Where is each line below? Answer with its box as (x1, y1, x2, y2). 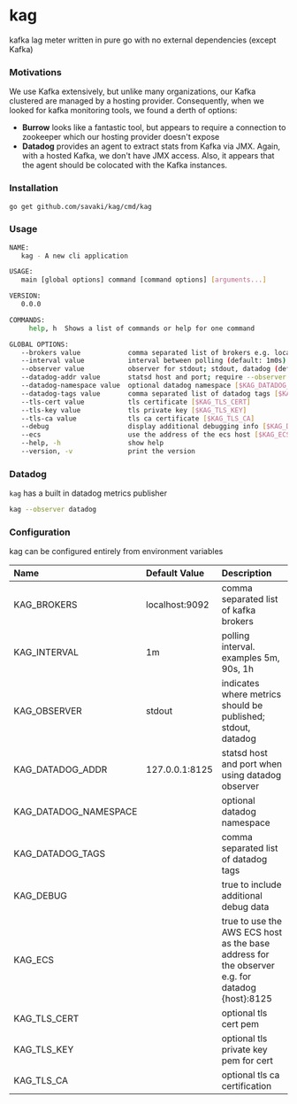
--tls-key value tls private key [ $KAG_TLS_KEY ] (20, 405, 247, 414)
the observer (221, 960, 276, 972)
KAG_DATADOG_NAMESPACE (13, 806, 138, 818)
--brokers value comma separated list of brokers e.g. (20, 348, 271, 357)
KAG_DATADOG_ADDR (13, 763, 108, 776)
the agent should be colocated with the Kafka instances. (21, 160, 228, 171)
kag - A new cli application (20, 251, 128, 260)
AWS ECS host (221, 926, 283, 938)
